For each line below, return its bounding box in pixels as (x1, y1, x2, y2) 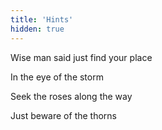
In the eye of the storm (10, 71, 104, 83)
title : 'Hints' (10, 14, 74, 25)
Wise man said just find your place (10, 51, 153, 63)
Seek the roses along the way (10, 90, 133, 102)
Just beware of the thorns (10, 109, 117, 121)
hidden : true (10, 24, 65, 34)
